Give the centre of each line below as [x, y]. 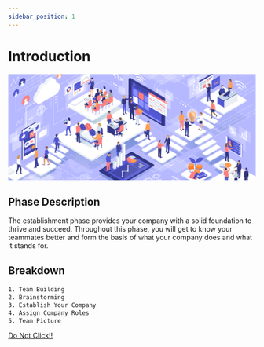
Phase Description [54, 202]
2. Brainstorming [37, 298]
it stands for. [28, 246]
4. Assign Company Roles [49, 313]
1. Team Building [37, 290]
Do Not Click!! [31, 336]
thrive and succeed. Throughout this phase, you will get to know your [121, 229]
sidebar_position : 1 [42, 16]
